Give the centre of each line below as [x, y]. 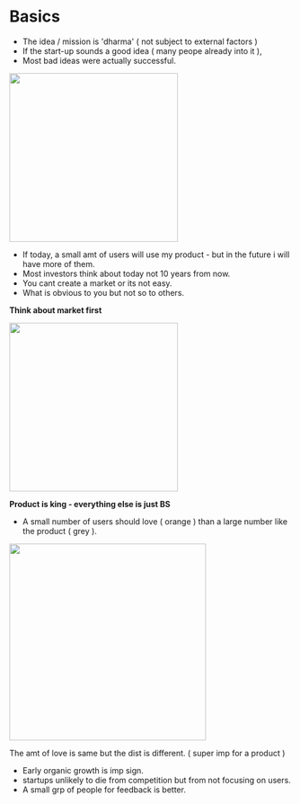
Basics [35, 17]
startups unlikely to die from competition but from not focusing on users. [157, 780]
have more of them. [59, 264]
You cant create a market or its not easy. [97, 283]
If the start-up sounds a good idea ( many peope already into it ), [142, 50]
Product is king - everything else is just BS [90, 504]
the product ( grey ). [59, 531]
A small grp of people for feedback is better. [104, 790]
